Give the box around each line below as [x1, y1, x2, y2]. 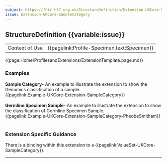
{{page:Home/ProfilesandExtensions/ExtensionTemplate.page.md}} [5, 57, 143, 63]
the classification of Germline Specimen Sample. [5, 108, 105, 114]
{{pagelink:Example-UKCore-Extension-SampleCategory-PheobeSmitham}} [5, 113, 161, 119]
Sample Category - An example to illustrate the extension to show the [5, 81, 148, 87]
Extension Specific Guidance [5, 131, 77, 138]
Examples [5, 70, 30, 77]
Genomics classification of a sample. [5, 86, 81, 92]
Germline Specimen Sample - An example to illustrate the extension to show [5, 102, 162, 108]
